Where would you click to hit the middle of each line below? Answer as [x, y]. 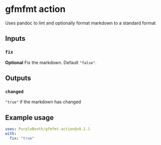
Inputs [15, 39]
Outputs [18, 78]
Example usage [29, 117]
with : [11, 134]
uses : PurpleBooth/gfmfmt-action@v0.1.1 [48, 129]
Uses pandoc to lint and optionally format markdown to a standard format [80, 23]
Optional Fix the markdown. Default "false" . [51, 62]
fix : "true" [22, 138]
